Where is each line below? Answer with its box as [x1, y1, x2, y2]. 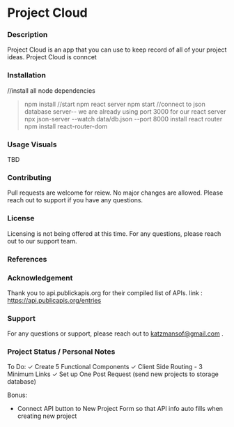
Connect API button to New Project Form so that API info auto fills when [17, 405, 224, 413]
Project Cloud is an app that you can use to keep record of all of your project [7, 45, 227, 54]
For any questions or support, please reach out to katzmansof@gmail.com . [7, 329, 224, 338]
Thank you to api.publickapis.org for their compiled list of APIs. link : [7, 288, 203, 297]
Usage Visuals [7, 140, 57, 149]
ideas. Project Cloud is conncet [7, 53, 97, 61]
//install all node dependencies [7, 86, 95, 95]
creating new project [17, 412, 77, 420]
